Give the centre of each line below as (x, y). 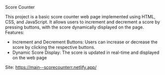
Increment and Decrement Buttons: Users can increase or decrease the (85, 42)
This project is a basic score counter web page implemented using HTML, (80, 17)
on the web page (29, 58)
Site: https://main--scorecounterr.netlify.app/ (51, 67)
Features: (15, 32)
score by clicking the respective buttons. (54, 47)
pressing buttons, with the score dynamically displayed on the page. (75, 27)
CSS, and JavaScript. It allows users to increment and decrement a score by (83, 22)
